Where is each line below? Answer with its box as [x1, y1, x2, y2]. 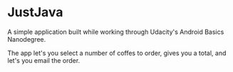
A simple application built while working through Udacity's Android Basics [7, 28, 224, 36]
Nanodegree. [7, 35, 46, 43]
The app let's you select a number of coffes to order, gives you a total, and [7, 49, 227, 57]
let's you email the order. [7, 56, 81, 64]
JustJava [7, 4, 63, 20]
